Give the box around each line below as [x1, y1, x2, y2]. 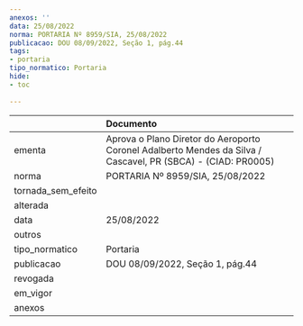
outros [14, 228, 42, 240]
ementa [14, 143, 47, 156]
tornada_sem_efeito [14, 184, 97, 196]
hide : [9, 72, 30, 81]
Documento [106, 117, 158, 130]
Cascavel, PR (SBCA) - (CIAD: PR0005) [106, 155, 275, 168]
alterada [14, 199, 50, 212]
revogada [14, 272, 54, 285]
